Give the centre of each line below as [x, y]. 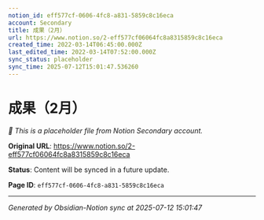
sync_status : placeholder [50, 60]
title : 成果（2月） [37, 30]
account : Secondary [40, 23]
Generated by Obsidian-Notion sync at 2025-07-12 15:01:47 [105, 207]
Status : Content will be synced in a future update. [89, 170]
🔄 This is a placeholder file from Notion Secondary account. [105, 130]
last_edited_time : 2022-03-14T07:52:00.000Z [82, 52]
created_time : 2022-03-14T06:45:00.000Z [75, 45]
